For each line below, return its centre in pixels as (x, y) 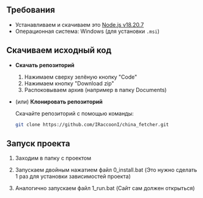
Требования (31, 10)
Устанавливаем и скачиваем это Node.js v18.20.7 (79, 24)
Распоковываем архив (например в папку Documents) (95, 90)
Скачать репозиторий (45, 65)
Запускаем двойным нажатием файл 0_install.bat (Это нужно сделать (106, 170)
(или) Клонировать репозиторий (59, 101)
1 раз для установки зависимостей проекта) (73, 177)
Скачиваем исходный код (59, 50)
